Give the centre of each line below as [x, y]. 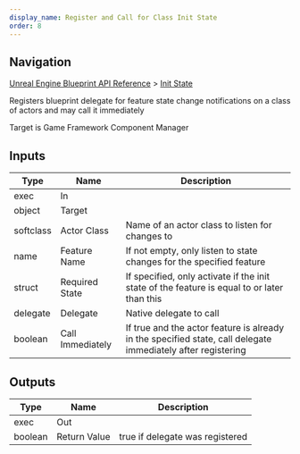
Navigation [40, 62]
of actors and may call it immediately [77, 110]
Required [79, 282]
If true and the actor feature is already [204, 328]
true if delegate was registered [183, 436]
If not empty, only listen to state [192, 251]
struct [26, 288]
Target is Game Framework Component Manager [99, 128]
